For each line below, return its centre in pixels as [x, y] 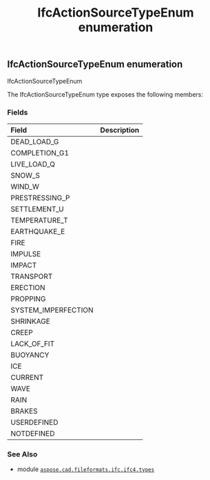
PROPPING [28, 298]
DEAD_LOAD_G [35, 142]
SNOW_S [25, 175]
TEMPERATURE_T [40, 220]
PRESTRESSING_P [40, 198]
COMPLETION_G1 [40, 153]
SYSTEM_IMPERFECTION [52, 310]
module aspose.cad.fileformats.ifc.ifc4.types [86, 469]
